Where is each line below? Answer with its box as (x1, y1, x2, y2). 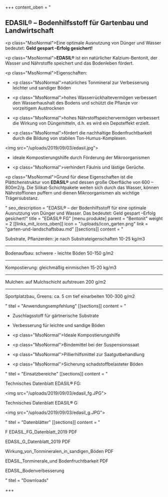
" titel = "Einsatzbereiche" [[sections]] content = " (5, 370, 108, 376)
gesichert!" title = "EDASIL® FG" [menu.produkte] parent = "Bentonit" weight (5, 215, 163, 221)
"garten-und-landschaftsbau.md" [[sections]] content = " (5, 226, 123, 232)
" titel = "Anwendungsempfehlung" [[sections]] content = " (5, 302, 126, 309)
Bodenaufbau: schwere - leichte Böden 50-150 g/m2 (5, 250, 114, 256)
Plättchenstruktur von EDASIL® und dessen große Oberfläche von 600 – (5, 179, 153, 185)
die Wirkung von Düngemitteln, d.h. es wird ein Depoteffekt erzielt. (12, 120, 150, 126)
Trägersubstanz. (5, 195, 39, 201)
